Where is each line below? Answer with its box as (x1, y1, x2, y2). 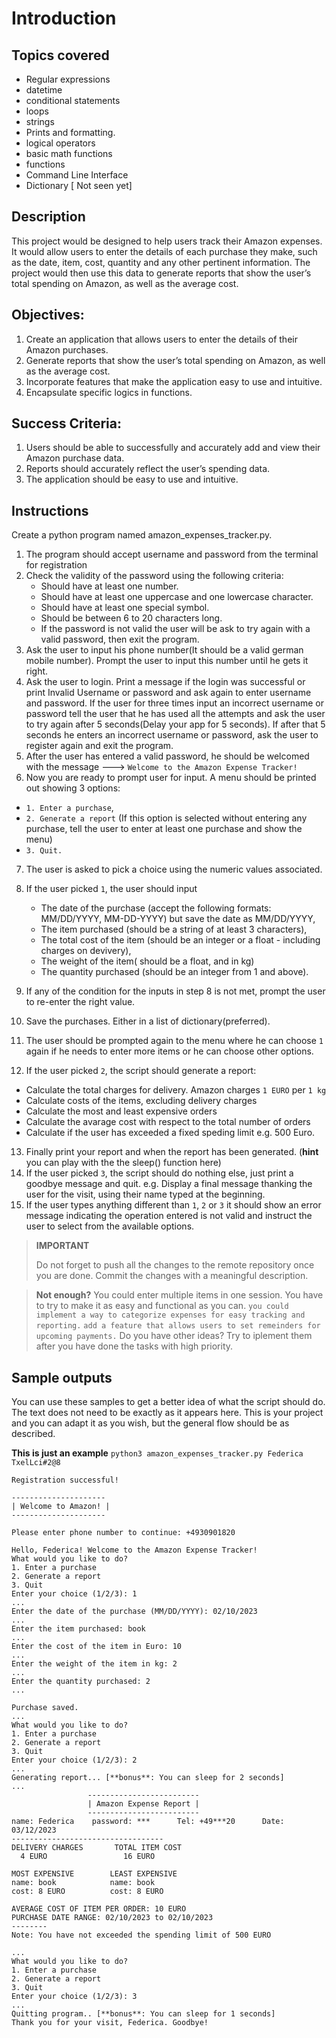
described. (11, 1428, 56, 1440)
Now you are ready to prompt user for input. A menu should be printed (25, 772, 317, 784)
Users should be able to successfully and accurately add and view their (25, 442, 321, 454)
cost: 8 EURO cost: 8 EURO (11, 1887, 164, 1897)
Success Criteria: (11, 415, 122, 432)
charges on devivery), (40, 945, 132, 957)
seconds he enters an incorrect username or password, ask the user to (25, 729, 319, 741)
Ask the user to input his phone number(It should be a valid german (25, 644, 304, 656)
